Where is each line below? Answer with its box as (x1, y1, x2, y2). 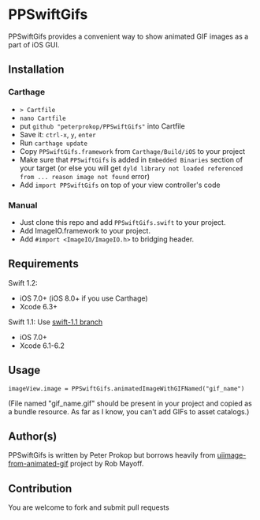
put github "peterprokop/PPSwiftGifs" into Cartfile (19, 121, 185, 131)
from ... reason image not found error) (19, 171, 150, 181)
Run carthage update (19, 138, 88, 148)
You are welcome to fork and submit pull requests (8, 503, 169, 512)
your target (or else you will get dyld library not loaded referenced (19, 163, 243, 173)
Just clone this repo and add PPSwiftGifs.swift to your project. (19, 217, 226, 226)
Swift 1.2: (8, 278, 38, 287)
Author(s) (8, 429, 58, 443)
